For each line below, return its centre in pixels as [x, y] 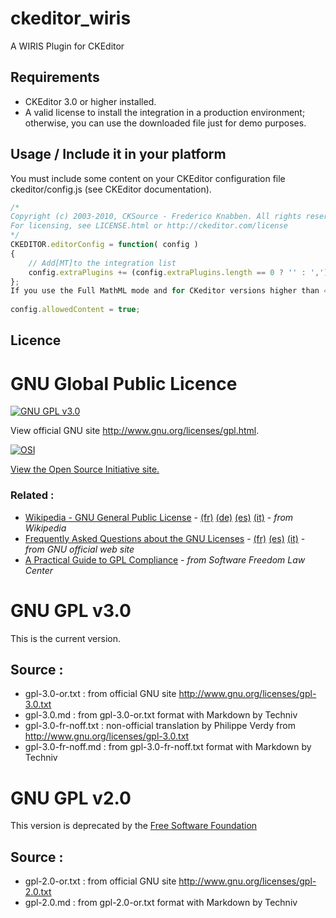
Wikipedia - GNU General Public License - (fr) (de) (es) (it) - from [159, 517]
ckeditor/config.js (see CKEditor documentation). [111, 189]
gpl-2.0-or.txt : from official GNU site [100, 881]
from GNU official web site [79, 549]
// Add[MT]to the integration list [102, 263]
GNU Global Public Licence [124, 383]
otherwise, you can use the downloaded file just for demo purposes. [165, 123]
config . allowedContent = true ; [75, 310]
